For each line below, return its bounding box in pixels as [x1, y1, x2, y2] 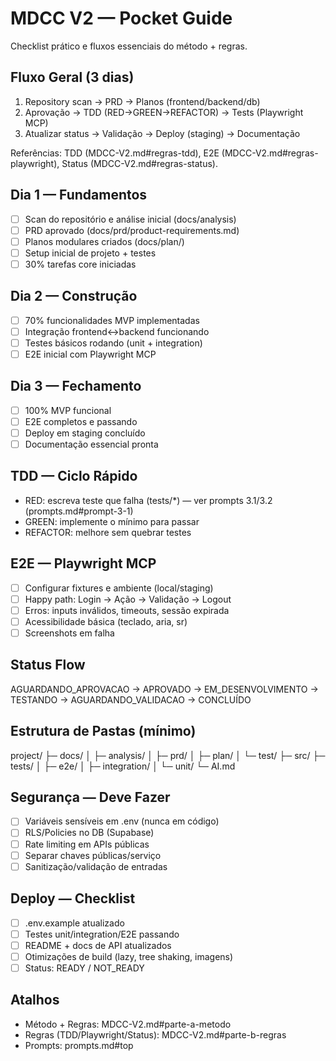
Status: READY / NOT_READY [24, 962, 145, 974]
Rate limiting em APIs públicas [24, 838, 150, 850]
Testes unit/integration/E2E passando [24, 928, 180, 940]
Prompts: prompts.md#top [24, 1039, 134, 1051]
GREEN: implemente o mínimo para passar [24, 515, 200, 527]
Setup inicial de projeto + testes [24, 247, 157, 259]
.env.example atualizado [24, 917, 125, 929]
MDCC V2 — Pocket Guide [10, 7, 233, 30]
